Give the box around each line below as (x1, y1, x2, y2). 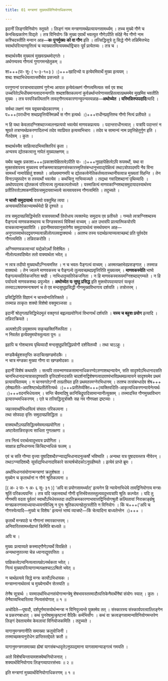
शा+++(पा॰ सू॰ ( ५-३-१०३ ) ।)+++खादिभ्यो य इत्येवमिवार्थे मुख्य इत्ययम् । (5, 69, 128, 75)
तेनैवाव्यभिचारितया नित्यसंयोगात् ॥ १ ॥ (5, 596, 67, 602)
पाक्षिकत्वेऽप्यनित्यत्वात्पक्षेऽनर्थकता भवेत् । (5, 559, 70, 565)
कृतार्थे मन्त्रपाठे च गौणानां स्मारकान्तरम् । (5, 518, 69, 524)
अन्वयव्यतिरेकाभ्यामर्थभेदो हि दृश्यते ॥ (5, 203, 63, 209)
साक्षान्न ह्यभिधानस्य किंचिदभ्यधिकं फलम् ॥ (5, 443, 71, 449)
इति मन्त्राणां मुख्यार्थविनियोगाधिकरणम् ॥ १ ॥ (5, 669, 75, 675)
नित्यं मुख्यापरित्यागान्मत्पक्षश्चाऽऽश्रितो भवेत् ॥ (5, 564, 75, 571)
